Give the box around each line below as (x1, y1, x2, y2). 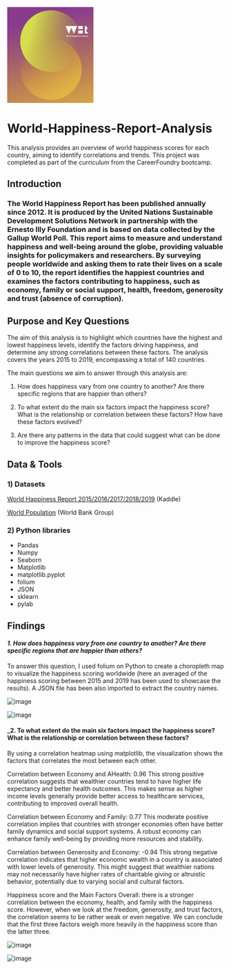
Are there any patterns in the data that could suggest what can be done (17, 431, 221, 439)
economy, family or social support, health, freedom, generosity (7, 285, 223, 295)
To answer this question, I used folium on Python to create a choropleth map (7, 662, 224, 670)
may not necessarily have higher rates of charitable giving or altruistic (7, 870, 205, 878)
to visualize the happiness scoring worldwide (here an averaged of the (7, 669, 208, 678)
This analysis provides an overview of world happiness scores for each (7, 144, 209, 152)
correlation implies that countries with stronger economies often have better (7, 820, 223, 828)
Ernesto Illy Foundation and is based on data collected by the (7, 224, 215, 234)
